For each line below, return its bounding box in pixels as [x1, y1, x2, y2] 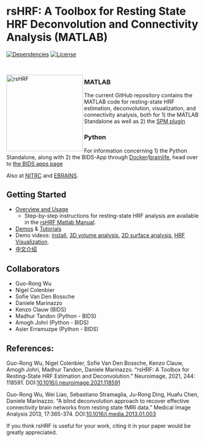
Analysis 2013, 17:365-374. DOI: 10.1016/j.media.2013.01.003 [6, 410, 156, 418]
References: [6, 343, 54, 353]
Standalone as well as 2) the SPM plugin [84, 118, 185, 125]
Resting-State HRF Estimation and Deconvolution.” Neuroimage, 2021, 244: [6, 372, 196, 380]
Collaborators [6, 263, 60, 274]
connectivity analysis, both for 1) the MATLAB [84, 111, 199, 119]
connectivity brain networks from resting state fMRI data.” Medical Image [6, 403, 191, 411]
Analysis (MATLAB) [6, 31, 108, 44]
